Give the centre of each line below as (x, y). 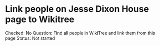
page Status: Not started (30, 38)
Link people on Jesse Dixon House (77, 9)
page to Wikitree (40, 19)
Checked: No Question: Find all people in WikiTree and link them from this (80, 33)
